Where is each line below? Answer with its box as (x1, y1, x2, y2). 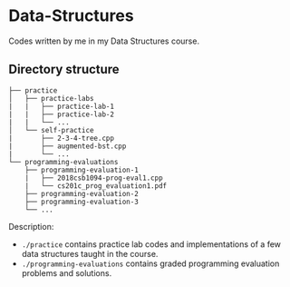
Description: (8, 221, 54, 232)
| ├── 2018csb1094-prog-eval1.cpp (24, 173, 164, 183)
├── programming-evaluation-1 (24, 165, 140, 174)
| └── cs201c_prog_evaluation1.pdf (24, 181, 168, 191)
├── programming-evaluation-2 (24, 189, 140, 198)
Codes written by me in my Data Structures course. (8, 35, 200, 46)
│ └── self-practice (8, 125, 94, 134)
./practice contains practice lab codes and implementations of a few (21, 238, 282, 250)
